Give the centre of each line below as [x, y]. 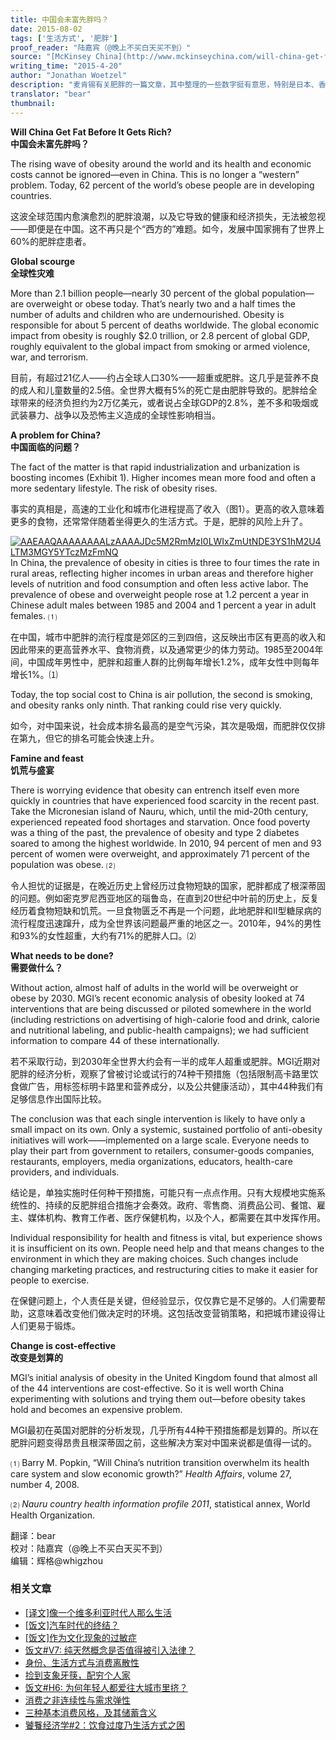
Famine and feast [47, 758]
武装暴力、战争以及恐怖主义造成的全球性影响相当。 [115, 415]
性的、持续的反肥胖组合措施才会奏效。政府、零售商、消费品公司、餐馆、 [167, 1205]
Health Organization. [53, 1515]
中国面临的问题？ [45, 447]
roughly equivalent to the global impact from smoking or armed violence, [160, 346]
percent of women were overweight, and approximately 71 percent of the [160, 853]
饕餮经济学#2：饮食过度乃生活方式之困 [105, 1725]
